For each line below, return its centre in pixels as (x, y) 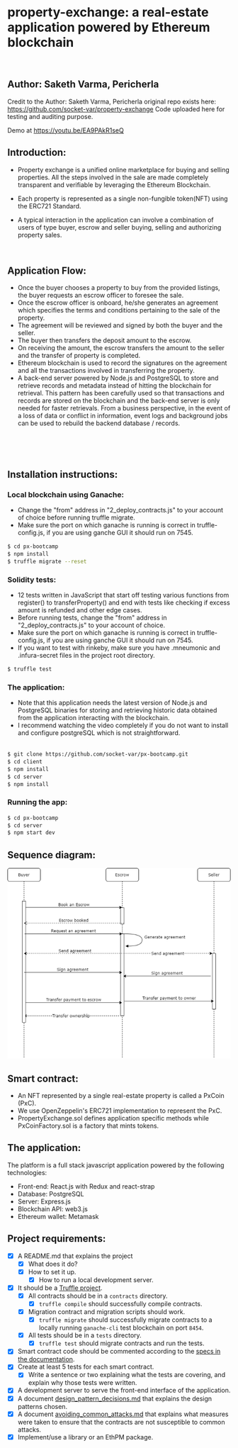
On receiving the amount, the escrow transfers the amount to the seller (121, 348)
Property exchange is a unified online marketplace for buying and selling (123, 169)
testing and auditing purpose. (50, 116)
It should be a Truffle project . (60, 1288)
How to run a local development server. (96, 1279)
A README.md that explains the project (75, 1256)
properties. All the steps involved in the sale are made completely (113, 177)
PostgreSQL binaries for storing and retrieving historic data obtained (117, 710)
